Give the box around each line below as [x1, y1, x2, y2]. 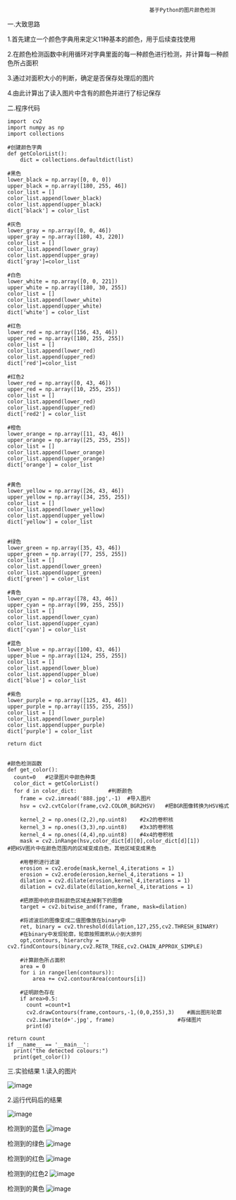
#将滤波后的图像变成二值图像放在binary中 [20, 917, 127, 924]
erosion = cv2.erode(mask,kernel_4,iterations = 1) [20, 865, 175, 872]
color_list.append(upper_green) [7, 569, 102, 576]
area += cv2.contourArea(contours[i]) [32, 975, 147, 982]
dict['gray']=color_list [7, 258, 80, 265]
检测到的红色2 [7, 1170, 49, 1177]
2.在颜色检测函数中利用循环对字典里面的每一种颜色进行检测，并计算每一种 [7, 50, 223, 58]
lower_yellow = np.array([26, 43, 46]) [7, 487, 125, 494]
